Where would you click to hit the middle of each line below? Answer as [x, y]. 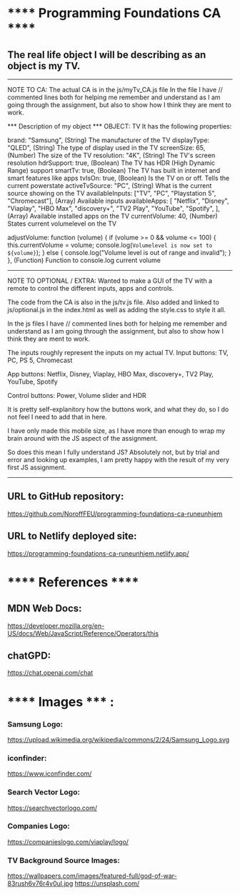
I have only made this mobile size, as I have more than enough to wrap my [116, 431]
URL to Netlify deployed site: [72, 536]
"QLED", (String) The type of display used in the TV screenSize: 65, [106, 147]
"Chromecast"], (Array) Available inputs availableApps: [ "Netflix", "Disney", [118, 201]
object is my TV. [44, 66]
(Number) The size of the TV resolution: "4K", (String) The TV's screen [111, 155]
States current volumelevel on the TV [62, 224]
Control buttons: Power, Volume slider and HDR [77, 395]
